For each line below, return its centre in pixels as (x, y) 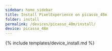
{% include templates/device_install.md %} (50, 43)
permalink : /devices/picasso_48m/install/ (50, 24)
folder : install (22, 19)
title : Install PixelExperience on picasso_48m (56, 15)
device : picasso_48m (27, 29)
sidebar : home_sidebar (29, 10)
